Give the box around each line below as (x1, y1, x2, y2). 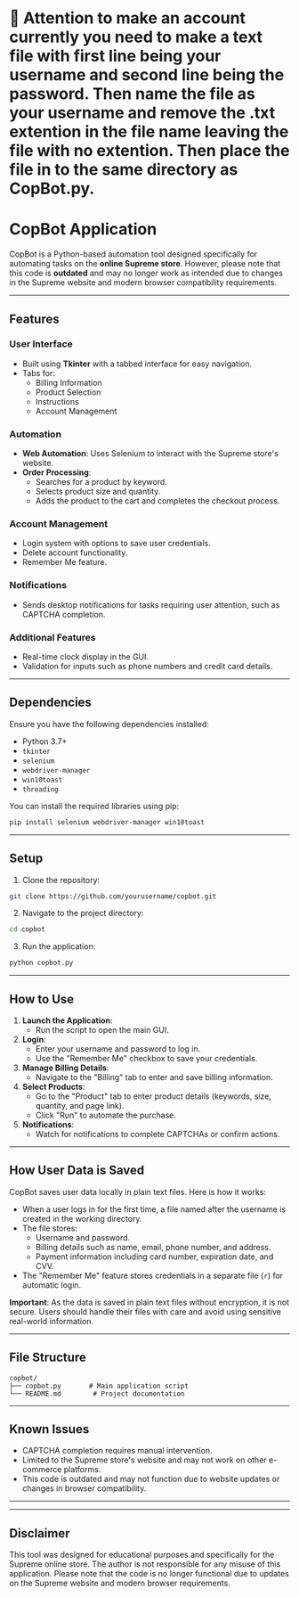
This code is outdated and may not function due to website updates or (21, 1474, 280, 1485)
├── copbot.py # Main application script (9, 1381, 190, 1390)
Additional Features (9, 631, 96, 643)
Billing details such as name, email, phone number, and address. (35, 1241, 271, 1252)
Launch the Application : (21, 1015, 113, 1026)
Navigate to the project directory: (21, 908, 144, 919)
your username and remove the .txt (9, 102, 276, 123)
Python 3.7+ (21, 735, 68, 747)
